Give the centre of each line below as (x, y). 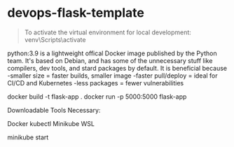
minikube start (28, 137)
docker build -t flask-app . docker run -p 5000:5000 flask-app (97, 97)
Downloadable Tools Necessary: (54, 110)
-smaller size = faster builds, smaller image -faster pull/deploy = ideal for (113, 76)
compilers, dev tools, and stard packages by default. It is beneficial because (117, 68)
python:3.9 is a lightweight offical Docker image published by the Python (112, 53)
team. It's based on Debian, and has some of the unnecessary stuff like (110, 60)
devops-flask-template (76, 13)
